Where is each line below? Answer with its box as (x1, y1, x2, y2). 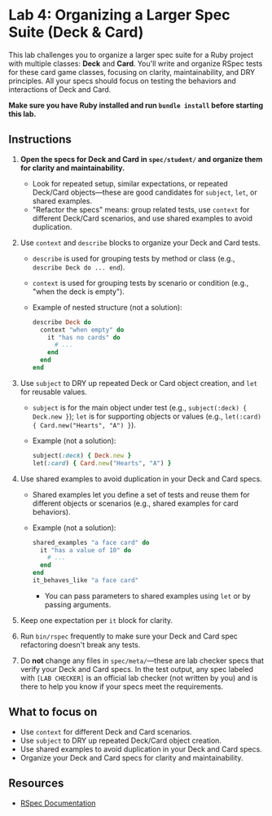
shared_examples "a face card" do (32, 538, 150, 546)
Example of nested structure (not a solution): (32, 302, 183, 312)
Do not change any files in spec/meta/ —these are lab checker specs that (20, 656, 265, 665)
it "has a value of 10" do (39, 546, 132, 555)
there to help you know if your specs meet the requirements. (20, 682, 224, 691)
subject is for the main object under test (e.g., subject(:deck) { (32, 402, 247, 412)
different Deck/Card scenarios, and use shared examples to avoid (32, 213, 253, 223)
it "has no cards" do (47, 333, 121, 341)
